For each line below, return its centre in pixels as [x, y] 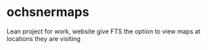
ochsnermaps [48, 12]
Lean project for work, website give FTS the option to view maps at [104, 31]
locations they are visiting [44, 38]
